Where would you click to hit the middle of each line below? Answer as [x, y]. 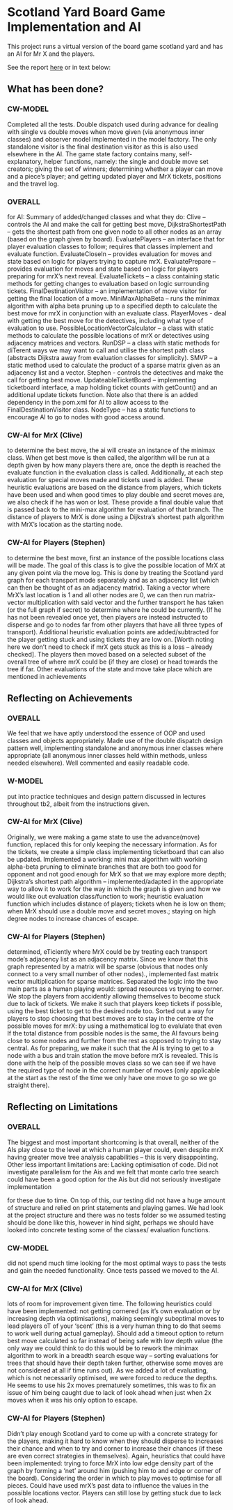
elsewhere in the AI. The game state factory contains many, [93, 154]
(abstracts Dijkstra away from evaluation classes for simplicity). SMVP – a [112, 357]
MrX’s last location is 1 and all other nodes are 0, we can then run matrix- [112, 595]
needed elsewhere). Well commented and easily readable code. [98, 763]
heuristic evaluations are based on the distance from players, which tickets [114, 487]
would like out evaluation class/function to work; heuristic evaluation [105, 896]
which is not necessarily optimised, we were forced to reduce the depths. [112, 1378]
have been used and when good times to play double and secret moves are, [116, 495]
